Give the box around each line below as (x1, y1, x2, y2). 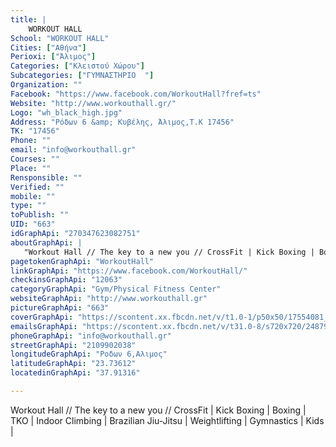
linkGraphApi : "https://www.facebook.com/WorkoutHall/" (10, 266, 248, 276)
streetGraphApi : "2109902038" (10, 340, 137, 350)
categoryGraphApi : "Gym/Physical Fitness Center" (10, 284, 222, 295)
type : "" (10, 201, 47, 211)
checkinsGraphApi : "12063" (10, 275, 123, 285)
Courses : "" (10, 154, 60, 164)
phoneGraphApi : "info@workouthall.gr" (10, 331, 172, 341)
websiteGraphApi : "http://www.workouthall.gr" (10, 294, 208, 304)
